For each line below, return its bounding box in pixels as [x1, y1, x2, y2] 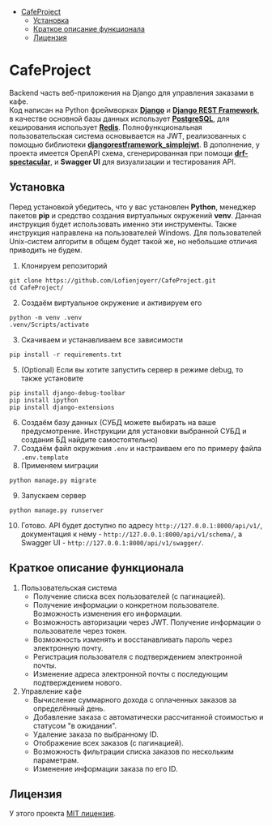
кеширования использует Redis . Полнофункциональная [9, 122, 203, 132]
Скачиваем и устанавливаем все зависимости [20, 334, 184, 344]
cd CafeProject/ [9, 283, 64, 291]
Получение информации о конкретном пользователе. [32, 600, 219, 609]
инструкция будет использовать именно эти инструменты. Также [9, 219, 237, 229]
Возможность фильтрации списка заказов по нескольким [32, 746, 234, 756]
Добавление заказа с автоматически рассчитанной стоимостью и [32, 712, 264, 721]
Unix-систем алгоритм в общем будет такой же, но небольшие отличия [9, 236, 257, 246]
